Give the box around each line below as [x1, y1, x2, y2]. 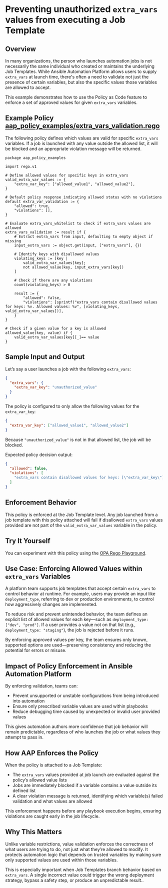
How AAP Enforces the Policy [5, 748, 99, 757]
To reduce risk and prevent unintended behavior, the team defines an [5, 611, 147, 617]
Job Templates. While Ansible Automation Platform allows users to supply [5, 68, 157, 74]
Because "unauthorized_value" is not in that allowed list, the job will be [5, 436, 151, 442]
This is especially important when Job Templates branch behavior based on [5, 866, 161, 872]
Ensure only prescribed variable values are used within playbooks [12, 703, 148, 709]
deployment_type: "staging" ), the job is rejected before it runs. [5, 627, 135, 633]
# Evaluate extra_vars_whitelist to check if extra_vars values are [5, 221, 151, 226]
